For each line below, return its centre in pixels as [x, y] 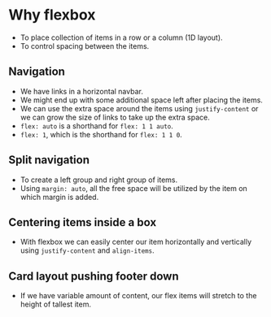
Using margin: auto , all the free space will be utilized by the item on [134, 188]
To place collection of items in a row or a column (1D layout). [121, 37]
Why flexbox [52, 15]
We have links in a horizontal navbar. [82, 91]
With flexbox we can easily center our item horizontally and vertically [136, 242]
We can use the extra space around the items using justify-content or [139, 108]
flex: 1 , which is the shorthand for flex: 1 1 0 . [101, 134]
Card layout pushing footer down [94, 276]
